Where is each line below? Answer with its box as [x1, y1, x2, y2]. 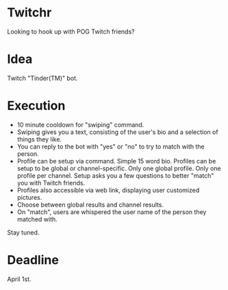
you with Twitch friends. [16, 179, 86, 187]
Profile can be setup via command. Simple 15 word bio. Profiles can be [16, 157, 216, 165]
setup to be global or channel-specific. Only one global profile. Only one [16, 164, 221, 172]
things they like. [16, 135, 62, 143]
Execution [7, 98, 66, 114]
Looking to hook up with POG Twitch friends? [7, 27, 135, 36]
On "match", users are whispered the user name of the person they [16, 207, 207, 216]
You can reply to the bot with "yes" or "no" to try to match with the [16, 142, 205, 150]
